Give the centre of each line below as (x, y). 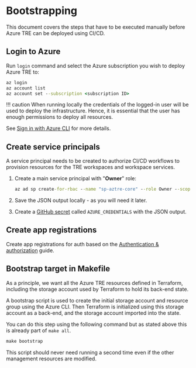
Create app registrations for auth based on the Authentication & (82, 244)
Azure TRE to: (23, 72)
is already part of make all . (39, 330)
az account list (26, 88)
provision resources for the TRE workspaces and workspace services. (91, 167)
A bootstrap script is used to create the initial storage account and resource (97, 300)
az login (17, 82)
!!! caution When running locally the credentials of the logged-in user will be (97, 105)
